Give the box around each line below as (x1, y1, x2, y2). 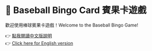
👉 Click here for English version (5, 40, 73, 46)
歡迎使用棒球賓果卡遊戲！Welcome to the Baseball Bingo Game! (5, 22, 138, 28)
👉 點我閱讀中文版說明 (5, 32, 52, 38)
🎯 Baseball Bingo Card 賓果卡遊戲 (5, 4, 147, 16)
